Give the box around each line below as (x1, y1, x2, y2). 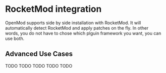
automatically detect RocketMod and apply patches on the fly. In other (5, 25, 149, 31)
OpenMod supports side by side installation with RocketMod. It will (5, 20, 141, 26)
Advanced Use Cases (5, 50, 73, 58)
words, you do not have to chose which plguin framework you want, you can (5, 30, 162, 36)
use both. (5, 36, 25, 41)
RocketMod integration (5, 3, 102, 15)
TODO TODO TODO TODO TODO (5, 63, 73, 69)
